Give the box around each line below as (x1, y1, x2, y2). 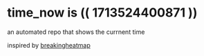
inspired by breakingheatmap (7, 41, 91, 49)
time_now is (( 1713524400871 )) (7, 5, 198, 21)
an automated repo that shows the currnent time (7, 28, 145, 36)
